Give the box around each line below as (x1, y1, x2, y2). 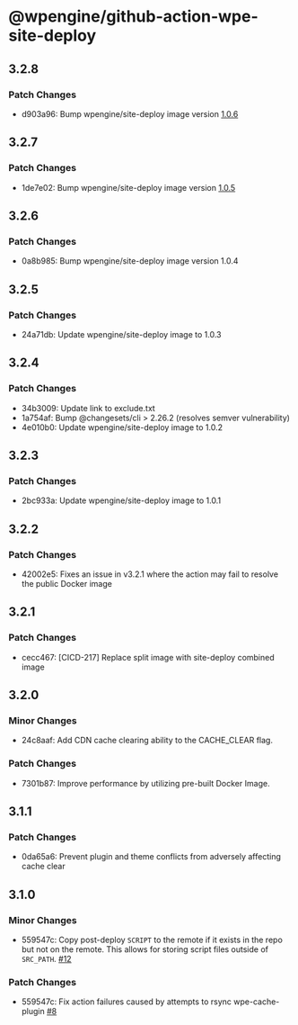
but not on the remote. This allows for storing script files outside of (21, 944, 269, 955)
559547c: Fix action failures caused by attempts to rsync (21, 996, 232, 1007)
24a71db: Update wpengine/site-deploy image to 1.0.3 (21, 328, 222, 339)
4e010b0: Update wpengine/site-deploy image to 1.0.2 (21, 421, 223, 433)
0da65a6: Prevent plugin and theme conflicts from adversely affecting (21, 851, 282, 862)
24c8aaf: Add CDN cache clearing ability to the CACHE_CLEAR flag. (21, 735, 273, 746)
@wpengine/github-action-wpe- (8, 6, 259, 27)
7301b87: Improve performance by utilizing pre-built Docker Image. (21, 778, 270, 788)
